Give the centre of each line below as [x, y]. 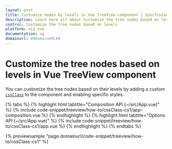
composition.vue [23, 115]
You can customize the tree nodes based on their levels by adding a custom [85, 89]
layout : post [19, 10]
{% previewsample [25, 136]
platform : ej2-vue [25, 29]
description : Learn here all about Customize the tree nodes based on [82, 19]
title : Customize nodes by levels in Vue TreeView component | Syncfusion [87, 15]
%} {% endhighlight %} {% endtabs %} [100, 126]
